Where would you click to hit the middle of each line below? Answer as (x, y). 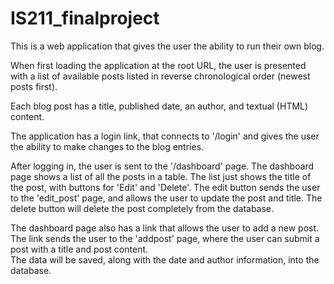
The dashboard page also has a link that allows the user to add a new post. (165, 228)
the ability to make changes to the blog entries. (107, 146)
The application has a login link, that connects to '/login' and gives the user (165, 136)
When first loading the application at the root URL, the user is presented (158, 65)
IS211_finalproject (85, 18)
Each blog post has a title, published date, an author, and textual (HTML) (159, 106)
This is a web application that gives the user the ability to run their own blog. (167, 46)
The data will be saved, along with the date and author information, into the (165, 259)
